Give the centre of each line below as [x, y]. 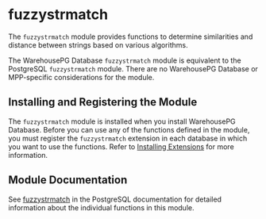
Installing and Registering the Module [103, 102]
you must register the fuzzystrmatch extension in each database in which [128, 138]
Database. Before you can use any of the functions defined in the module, [129, 129]
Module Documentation [68, 180]
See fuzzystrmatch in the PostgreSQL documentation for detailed [115, 199]
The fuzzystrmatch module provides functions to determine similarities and [131, 36]
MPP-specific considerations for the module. [81, 77]
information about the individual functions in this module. [101, 207]
